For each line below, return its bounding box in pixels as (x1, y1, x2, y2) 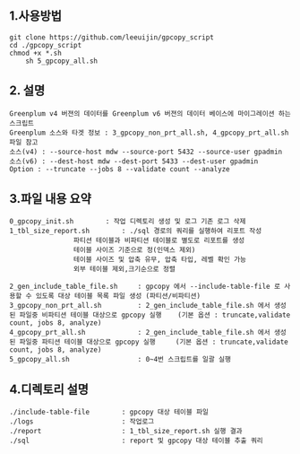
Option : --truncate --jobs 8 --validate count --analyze (9, 164, 230, 173)
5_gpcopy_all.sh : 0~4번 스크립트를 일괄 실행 (9, 355, 231, 364)
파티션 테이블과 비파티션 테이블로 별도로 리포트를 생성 (73, 236, 245, 245)
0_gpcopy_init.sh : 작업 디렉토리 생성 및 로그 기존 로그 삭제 (9, 217, 246, 226)
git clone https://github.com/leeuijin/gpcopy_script (9, 32, 215, 42)
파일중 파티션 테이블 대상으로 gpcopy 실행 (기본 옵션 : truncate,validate (19, 337, 288, 347)
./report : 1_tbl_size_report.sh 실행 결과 (9, 427, 244, 436)
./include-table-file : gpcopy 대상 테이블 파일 (9, 407, 209, 417)
